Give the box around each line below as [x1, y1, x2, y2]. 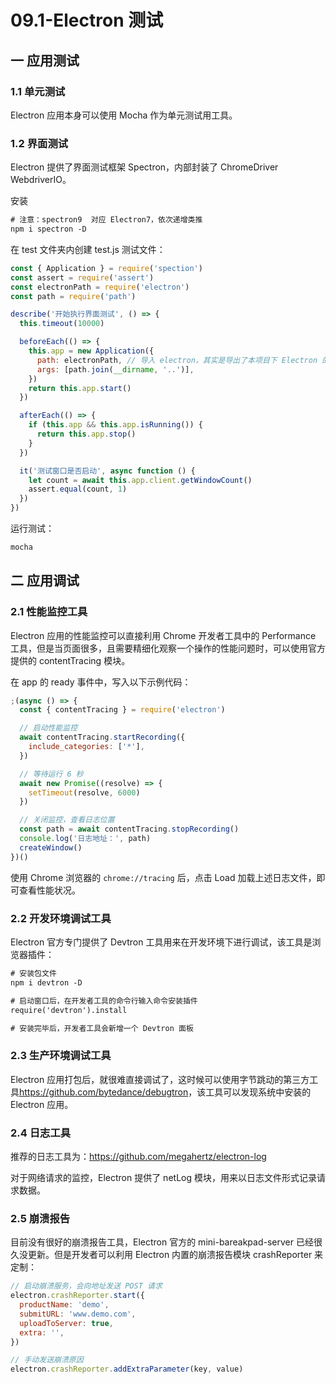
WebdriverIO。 [10, 174, 72, 186]
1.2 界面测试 [10, 136, 69, 150]
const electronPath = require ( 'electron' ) [10, 282, 190, 292]
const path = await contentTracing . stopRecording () [19, 824, 240, 835]
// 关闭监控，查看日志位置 [19, 815, 115, 825]
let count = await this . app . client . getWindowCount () [28, 475, 253, 485]
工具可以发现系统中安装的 [205, 1086, 312, 1098]
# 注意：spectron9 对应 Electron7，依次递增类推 [10, 215, 203, 225]
